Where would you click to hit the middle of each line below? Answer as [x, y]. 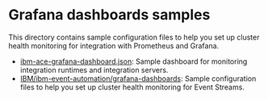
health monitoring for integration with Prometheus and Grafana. [114, 45]
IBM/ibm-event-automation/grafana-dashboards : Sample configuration [138, 78]
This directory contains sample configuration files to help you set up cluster [134, 37]
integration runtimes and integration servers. [94, 69]
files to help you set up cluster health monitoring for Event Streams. [132, 87]
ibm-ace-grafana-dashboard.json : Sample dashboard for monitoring [134, 61]
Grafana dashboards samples [109, 15]
